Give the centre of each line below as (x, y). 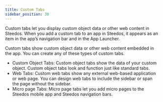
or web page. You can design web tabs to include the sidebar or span (82, 78)
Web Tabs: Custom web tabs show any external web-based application (84, 73)
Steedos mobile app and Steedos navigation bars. (62, 94)
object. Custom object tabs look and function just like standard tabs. (81, 68)
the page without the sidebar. (42, 83)
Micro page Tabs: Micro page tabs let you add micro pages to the (78, 89)
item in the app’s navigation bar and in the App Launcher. (62, 38)
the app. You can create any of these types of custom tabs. (65, 53)
